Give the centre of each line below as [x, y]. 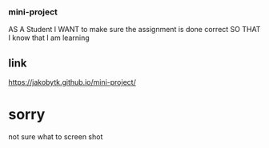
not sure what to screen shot [56, 137]
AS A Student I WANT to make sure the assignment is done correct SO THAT [134, 30]
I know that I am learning [49, 38]
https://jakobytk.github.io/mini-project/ [72, 82]
